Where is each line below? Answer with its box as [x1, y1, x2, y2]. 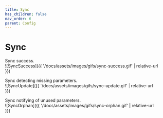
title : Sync [5, 7, 29, 12]
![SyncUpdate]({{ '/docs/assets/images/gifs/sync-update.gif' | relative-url [5, 83, 153, 89]
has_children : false [5, 12, 47, 17]
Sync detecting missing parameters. [5, 78, 78, 83]
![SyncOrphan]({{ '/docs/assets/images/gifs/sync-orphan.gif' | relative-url [5, 103, 154, 109]
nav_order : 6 [5, 16, 32, 21]
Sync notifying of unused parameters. [5, 98, 81, 103]
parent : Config [5, 20, 36, 26]
